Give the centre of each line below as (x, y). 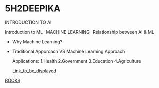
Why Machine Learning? (37, 42)
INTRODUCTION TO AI (28, 22)
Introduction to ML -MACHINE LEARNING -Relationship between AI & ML (80, 32)
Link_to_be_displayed (34, 71)
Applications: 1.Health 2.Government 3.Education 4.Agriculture (77, 61)
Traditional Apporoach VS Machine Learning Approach (69, 51)
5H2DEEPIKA (33, 9)
